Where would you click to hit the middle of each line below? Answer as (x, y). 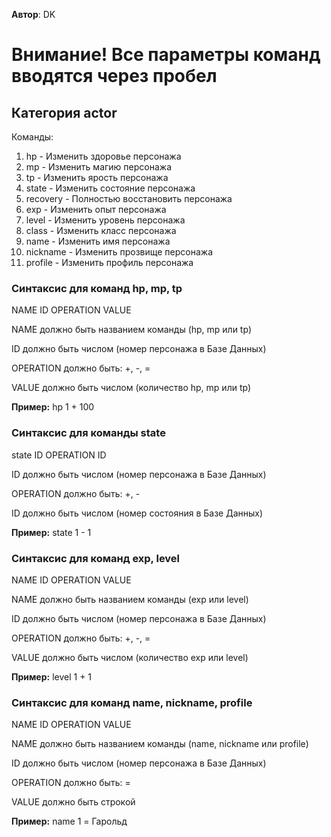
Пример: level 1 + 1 (52, 676)
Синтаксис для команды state (88, 433)
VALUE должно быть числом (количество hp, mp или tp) (131, 388)
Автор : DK (33, 14)
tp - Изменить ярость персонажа (97, 177)
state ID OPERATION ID (59, 455)
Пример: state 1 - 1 (51, 532)
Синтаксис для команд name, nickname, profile (132, 702)
